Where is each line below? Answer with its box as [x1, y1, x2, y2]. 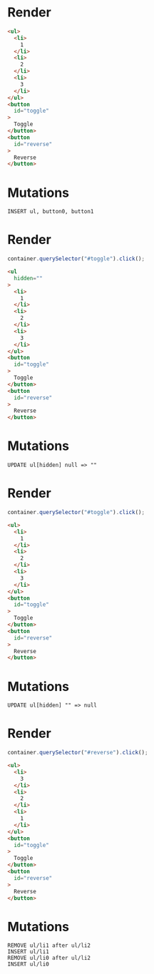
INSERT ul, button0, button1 [7, 208, 94, 215]
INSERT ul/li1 [7, 948, 50, 955]
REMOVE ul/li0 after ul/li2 [7, 955, 91, 962]
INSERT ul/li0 [7, 960, 50, 968]
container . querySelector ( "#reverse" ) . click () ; [7, 749, 148, 757]
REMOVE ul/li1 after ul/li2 [7, 942, 91, 949]
